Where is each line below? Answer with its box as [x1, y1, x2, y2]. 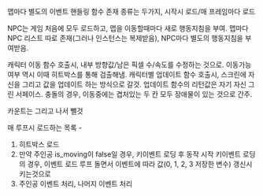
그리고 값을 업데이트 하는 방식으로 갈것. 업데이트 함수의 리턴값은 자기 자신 [21, 80, 247, 89]
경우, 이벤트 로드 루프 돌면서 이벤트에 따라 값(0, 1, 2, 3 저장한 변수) [27, 160, 232, 168]
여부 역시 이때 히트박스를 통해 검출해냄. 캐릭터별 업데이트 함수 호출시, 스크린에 [7, 70, 247, 79]
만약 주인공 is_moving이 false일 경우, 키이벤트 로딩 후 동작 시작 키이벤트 [18, 150, 242, 159]
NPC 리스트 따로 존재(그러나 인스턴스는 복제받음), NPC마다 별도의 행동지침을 [7, 34, 243, 43]
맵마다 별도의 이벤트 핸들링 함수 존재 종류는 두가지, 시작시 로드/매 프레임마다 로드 [7, 7, 256, 16]
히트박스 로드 [18, 140, 60, 149]
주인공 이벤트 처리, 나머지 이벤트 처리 [18, 179, 133, 188]
